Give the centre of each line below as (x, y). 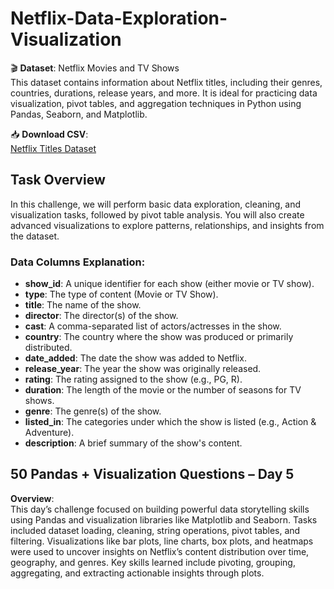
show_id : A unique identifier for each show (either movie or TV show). (169, 284)
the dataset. (35, 236)
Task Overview (58, 180)
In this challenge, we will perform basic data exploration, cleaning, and (156, 204)
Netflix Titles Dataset (53, 148)
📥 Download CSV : (49, 134)
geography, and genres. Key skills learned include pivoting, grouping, (153, 562)
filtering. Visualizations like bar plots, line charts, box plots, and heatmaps (162, 541)
